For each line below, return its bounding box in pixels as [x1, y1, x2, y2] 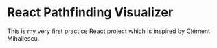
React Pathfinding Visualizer [7, 5, 174, 20]
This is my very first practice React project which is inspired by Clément [7, 27, 211, 35]
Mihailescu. [7, 34, 40, 42]
